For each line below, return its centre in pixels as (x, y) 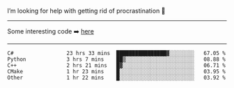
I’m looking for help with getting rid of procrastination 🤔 (86, 11)
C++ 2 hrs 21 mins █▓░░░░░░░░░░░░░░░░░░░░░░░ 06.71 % (117, 66)
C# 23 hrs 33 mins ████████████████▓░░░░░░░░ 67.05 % (117, 53)
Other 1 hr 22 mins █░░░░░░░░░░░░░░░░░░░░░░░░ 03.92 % (117, 78)
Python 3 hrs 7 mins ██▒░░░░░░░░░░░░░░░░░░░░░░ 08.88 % (117, 59)
